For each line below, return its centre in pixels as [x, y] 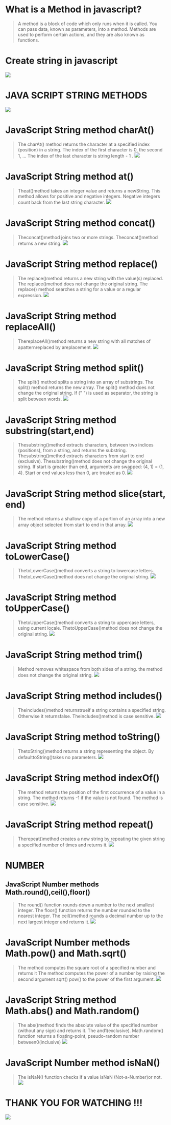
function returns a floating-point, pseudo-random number [78, 1036]
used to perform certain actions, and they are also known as [81, 34]
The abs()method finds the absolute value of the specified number [88, 1025]
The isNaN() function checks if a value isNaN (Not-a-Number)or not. [90, 1077]
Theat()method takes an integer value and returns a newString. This [89, 190]
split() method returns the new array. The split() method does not [86, 387]
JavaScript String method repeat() [79, 825]
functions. [28, 40]
